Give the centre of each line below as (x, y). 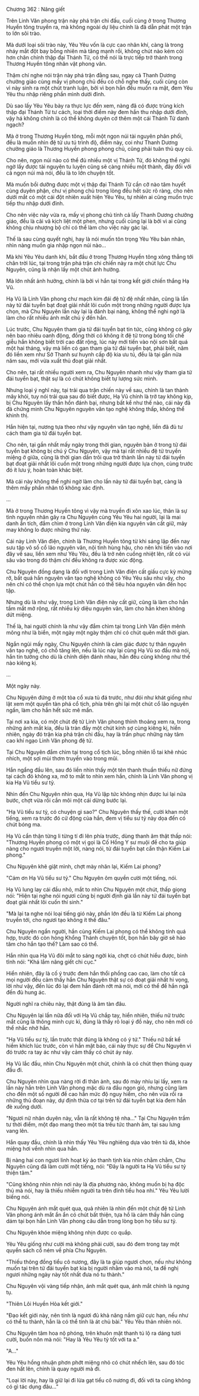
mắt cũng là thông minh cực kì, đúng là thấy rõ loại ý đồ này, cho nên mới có (99, 1021)
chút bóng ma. (24, 825)
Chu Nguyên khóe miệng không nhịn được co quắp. (69, 1232)
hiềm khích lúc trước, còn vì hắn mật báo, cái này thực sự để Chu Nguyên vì (99, 1046)
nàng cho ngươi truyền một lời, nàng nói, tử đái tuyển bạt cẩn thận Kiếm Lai (98, 849)
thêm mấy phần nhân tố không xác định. (56, 488)
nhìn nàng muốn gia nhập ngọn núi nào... (56, 245)
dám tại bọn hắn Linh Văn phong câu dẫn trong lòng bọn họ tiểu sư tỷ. (91, 1221)
